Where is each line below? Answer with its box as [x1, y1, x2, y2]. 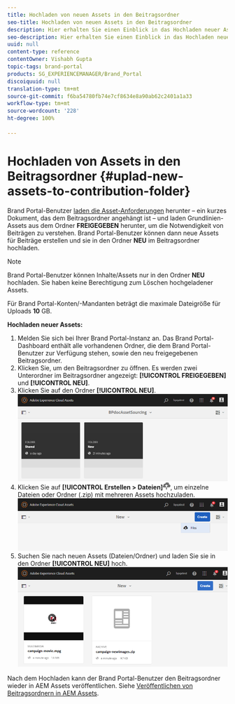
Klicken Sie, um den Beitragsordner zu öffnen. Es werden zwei [17, 363, 198, 372]
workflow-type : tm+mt [7, 100, 71, 107]
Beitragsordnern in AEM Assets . [7, 689, 99, 698]
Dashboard [17, 341, 50, 350]
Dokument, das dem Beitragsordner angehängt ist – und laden [7, 214, 187, 222]
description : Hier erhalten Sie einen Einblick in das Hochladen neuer [7, 26, 220, 33]
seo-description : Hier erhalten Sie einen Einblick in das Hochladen [7, 34, 215, 41]
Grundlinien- [187, 214, 224, 222]
